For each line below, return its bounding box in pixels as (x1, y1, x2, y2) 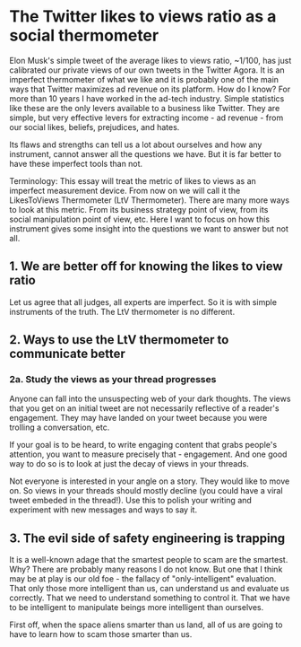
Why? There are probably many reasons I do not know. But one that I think (9, 564, 283, 575)
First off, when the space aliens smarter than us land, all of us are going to (9, 619, 283, 630)
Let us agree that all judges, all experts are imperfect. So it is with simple (9, 296, 278, 307)
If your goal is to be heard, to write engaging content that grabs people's (9, 440, 278, 450)
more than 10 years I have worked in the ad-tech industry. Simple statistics (9, 92, 285, 104)
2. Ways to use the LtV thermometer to (9, 332, 229, 347)
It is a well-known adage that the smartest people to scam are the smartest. (9, 555, 288, 565)
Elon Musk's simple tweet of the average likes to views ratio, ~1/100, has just (9, 55, 292, 66)
